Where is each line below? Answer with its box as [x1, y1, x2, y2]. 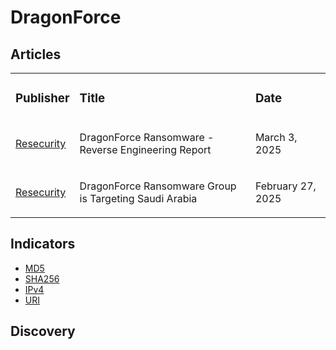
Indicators [10, 236, 76, 253]
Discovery [10, 323, 76, 340]
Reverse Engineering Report [79, 142, 212, 156]
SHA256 [24, 272, 60, 285]
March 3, [254, 130, 298, 144]
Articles [10, 46, 62, 63]
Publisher [15, 91, 70, 106]
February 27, [254, 179, 317, 193]
